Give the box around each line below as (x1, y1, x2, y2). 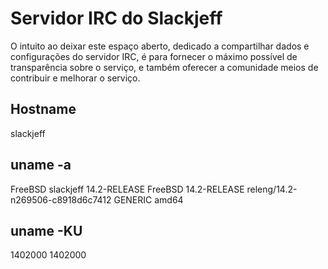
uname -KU (10, 222, 83, 239)
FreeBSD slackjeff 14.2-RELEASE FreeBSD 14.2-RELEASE (10, 183, 245, 195)
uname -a (10, 157, 72, 174)
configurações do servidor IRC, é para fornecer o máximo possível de (10, 50, 298, 62)
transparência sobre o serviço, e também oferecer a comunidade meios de (10, 61, 319, 73)
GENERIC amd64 (113, 193, 184, 206)
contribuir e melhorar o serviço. (10, 72, 141, 84)
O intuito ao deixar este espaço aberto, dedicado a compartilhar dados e (10, 40, 310, 52)
